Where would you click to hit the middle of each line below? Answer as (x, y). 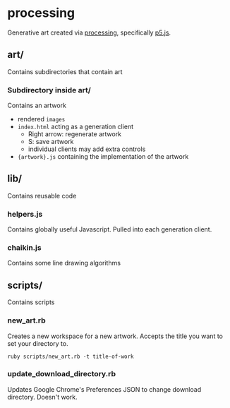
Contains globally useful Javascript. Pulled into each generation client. (110, 229)
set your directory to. (38, 343)
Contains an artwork (37, 106)
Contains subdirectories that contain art (65, 71)
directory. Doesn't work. (42, 397)
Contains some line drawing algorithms (64, 263)
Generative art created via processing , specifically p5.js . (89, 32)
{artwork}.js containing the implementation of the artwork (103, 157)
